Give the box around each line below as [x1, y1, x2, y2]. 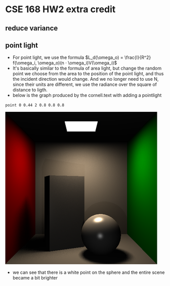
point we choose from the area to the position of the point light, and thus [12, 71, 164, 77]
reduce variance [5, 24, 58, 33]
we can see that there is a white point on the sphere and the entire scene [12, 269, 165, 275]
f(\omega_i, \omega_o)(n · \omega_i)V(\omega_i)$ [12, 60, 117, 66]
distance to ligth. [12, 87, 48, 93]
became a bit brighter [12, 275, 58, 281]
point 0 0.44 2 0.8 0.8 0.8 [5, 103, 65, 108]
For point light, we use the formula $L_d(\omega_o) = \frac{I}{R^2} [12, 54, 151, 60]
